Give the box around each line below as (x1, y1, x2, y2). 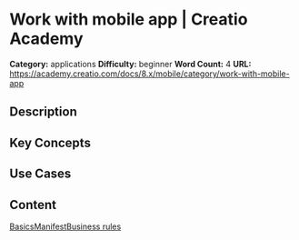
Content (9, 196, 57, 213)
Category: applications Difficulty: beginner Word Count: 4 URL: (9, 58, 252, 69)
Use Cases (9, 166, 72, 182)
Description (9, 105, 77, 120)
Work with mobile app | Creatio (9, 9, 248, 30)
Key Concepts (9, 135, 91, 150)
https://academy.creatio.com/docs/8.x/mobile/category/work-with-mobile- (9, 68, 290, 79)
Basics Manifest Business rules (9, 221, 122, 232)
